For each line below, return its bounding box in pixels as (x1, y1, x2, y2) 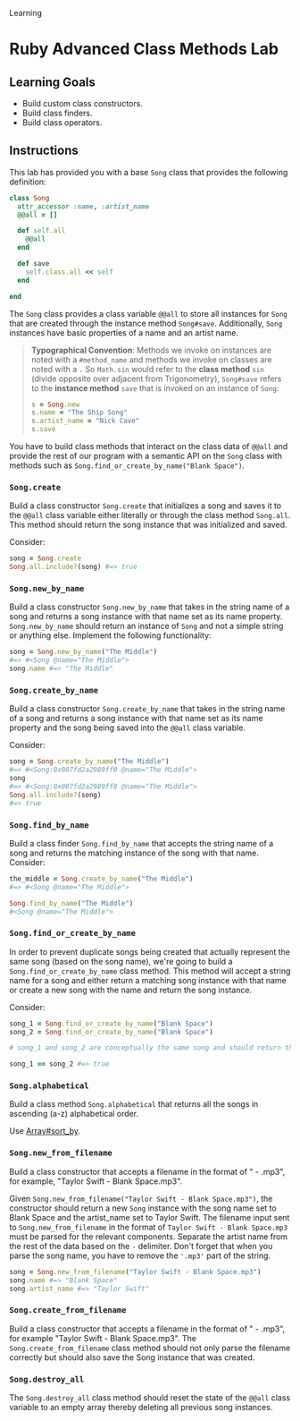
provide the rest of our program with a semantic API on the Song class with (9, 451, 283, 462)
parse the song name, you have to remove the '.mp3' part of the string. (9, 1250, 271, 1261)
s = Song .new (30, 400, 80, 409)
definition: (9, 176, 46, 187)
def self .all (17, 226, 66, 235)
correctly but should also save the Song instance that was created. (9, 1351, 255, 1363)
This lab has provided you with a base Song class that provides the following (9, 166, 288, 177)
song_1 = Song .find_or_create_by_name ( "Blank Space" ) (9, 1019, 214, 1028)
